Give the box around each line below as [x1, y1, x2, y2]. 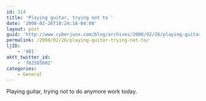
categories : [6, 65, 37, 72]
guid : [6, 32, 20, 38]
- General [17, 71, 43, 77]
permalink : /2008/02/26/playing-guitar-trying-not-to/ [6, 37, 150, 43]
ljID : [6, 43, 20, 49]
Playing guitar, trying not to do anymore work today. [6, 88, 137, 95]
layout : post [6, 26, 40, 32]
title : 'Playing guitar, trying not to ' [6, 15, 114, 21]
